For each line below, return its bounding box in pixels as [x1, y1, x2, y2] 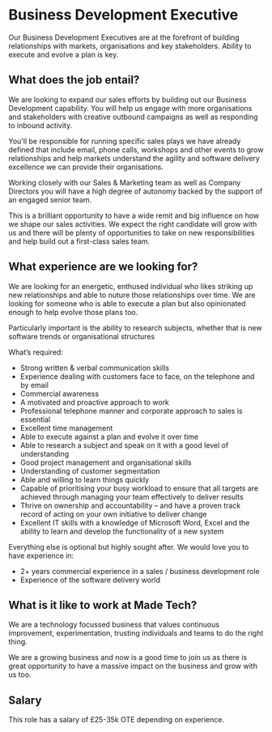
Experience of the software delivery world [19, 575, 160, 585]
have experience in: [8, 551, 74, 560]
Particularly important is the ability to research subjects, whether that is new [8, 322, 262, 333]
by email [19, 380, 49, 389]
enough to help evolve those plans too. [8, 307, 138, 317]
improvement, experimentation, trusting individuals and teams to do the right [8, 628, 264, 638]
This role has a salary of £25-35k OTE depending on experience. [8, 715, 225, 725]
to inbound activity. [8, 120, 73, 130]
